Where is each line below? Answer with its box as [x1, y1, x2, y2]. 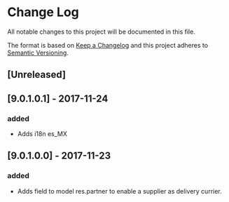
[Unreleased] [7, 69, 67, 81]
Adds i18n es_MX [17, 130, 68, 138]
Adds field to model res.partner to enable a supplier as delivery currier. [17, 187, 222, 195]
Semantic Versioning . [7, 48, 69, 57]
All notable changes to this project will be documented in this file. [7, 27, 196, 36]
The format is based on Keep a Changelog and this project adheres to [7, 41, 209, 49]
